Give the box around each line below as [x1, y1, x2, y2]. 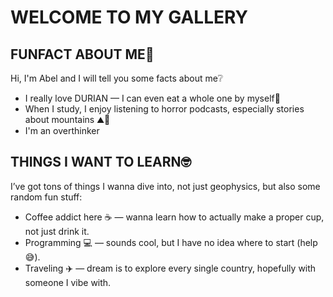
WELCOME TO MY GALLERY [10, 6, 249, 29]
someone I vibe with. [24, 276, 112, 288]
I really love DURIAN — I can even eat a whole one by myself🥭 [24, 92, 281, 104]
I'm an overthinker [24, 125, 100, 136]
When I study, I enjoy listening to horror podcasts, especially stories [24, 103, 305, 115]
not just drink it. [24, 225, 90, 237]
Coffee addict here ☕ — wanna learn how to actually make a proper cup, [24, 211, 325, 223]
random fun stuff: [10, 191, 83, 203]
